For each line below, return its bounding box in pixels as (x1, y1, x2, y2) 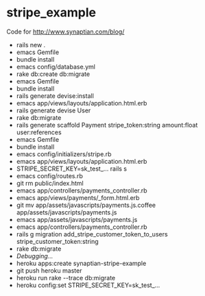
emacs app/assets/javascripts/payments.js (16, 215, 138, 223)
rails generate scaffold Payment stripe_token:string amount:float (16, 121, 198, 129)
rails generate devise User (16, 106, 91, 114)
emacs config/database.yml (16, 62, 95, 71)
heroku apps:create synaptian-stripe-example (16, 259, 147, 267)
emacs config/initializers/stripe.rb (16, 149, 112, 158)
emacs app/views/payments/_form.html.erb (16, 193, 140, 201)
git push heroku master (16, 266, 82, 275)
